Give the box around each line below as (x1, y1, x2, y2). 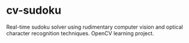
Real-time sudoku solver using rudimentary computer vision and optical (6, 23, 183, 30)
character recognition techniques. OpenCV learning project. (6, 29, 154, 36)
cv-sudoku (6, 4, 62, 17)
